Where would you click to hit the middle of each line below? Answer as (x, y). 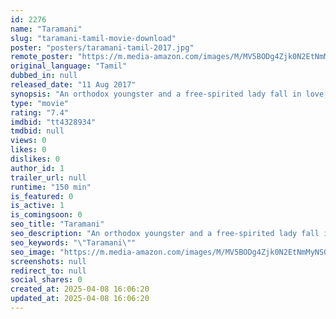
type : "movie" (40, 103)
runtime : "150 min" (51, 187)
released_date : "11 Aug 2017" (73, 85)
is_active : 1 (37, 206)
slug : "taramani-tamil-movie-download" (93, 38)
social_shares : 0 (46, 280)
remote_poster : (42, 57)
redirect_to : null (48, 271)
